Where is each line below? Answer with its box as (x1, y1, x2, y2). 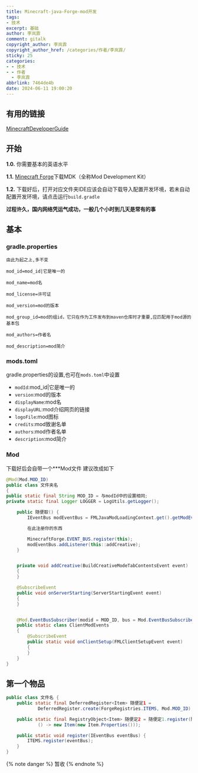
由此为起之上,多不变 (6, 257, 49, 263)
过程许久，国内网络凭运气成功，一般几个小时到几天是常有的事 (6, 205, 156, 213)
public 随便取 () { (16, 509, 60, 515)
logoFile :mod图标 (14, 413, 59, 420)
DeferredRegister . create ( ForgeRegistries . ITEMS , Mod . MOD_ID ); (37, 706, 194, 712)
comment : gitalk (6, 36, 46, 42)
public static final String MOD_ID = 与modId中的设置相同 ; (6, 493, 148, 499)
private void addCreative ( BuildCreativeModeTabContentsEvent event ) (16, 563, 189, 569)
